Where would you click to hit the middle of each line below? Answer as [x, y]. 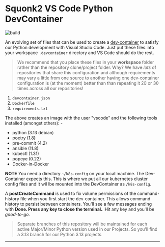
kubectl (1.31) [26, 154]
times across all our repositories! [50, 88]
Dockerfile [23, 103]
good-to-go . [18, 214]
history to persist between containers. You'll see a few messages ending [79, 204]
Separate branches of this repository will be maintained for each [82, 224]
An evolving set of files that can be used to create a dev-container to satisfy [82, 42]
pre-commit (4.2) [30, 143]
